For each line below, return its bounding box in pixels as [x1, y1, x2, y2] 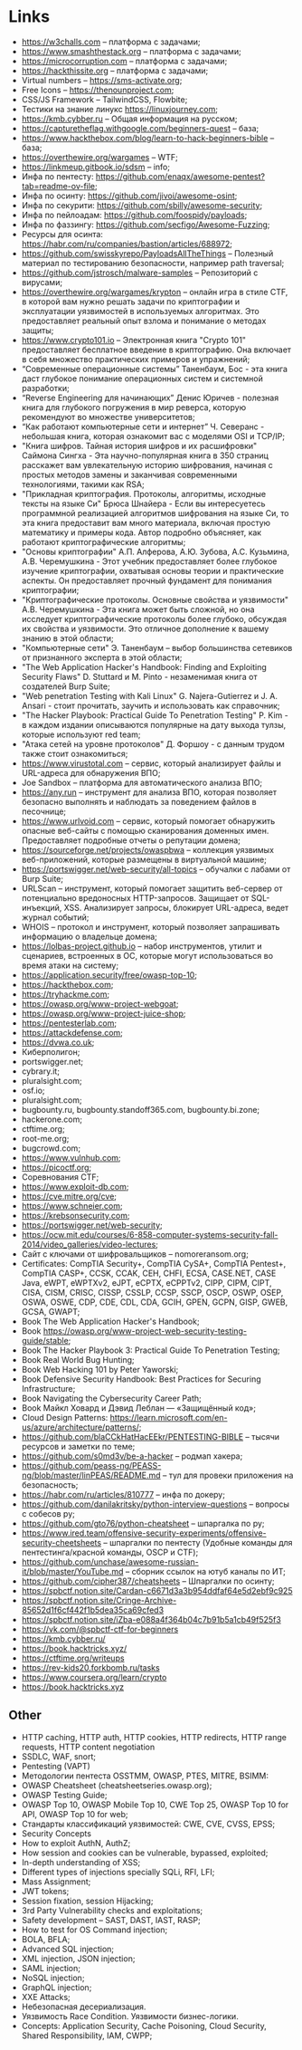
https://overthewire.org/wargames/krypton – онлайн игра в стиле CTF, [21, 286, 288, 297]
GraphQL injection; [21, 1981, 92, 1993]
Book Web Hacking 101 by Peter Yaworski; [21, 1364, 179, 1375]
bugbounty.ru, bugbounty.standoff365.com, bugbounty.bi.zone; [21, 1104, 260, 1115]
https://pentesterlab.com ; [21, 1017, 118, 1029]
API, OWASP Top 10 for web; [21, 1808, 128, 1819]
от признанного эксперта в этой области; [21, 652, 183, 663]
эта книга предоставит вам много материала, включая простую [21, 517, 271, 528]
